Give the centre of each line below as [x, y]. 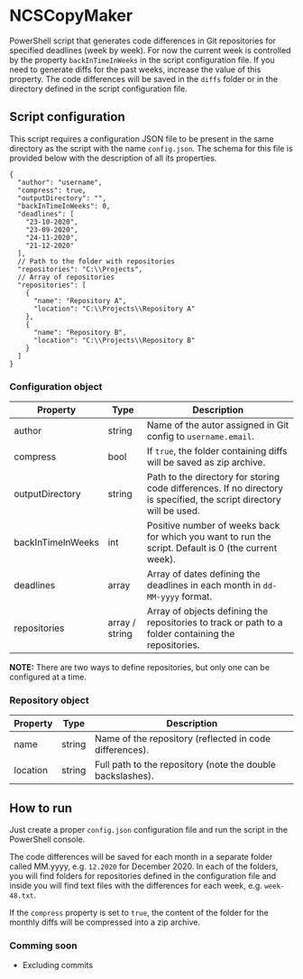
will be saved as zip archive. [206, 463]
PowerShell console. [47, 839]
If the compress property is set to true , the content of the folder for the [139, 913]
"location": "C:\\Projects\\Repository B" [114, 340]
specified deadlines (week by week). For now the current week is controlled [150, 50]
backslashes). [124, 776]
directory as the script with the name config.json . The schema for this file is [151, 148]
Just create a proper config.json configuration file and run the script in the [149, 830]
